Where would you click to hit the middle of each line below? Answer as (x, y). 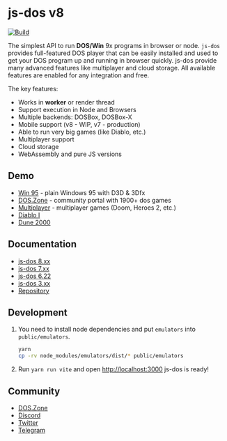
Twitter (28, 422)
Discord (29, 415)
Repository (33, 291)
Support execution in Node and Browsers (77, 109)
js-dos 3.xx (34, 283)
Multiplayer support (46, 139)
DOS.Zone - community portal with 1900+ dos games (94, 200)
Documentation (42, 244)
